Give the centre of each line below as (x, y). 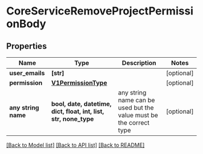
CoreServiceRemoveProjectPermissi (100, 11)
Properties (27, 46)
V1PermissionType (79, 83)
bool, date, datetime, (81, 104)
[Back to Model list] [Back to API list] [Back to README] (76, 145)
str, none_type (72, 119)
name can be (137, 100)
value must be (138, 115)
